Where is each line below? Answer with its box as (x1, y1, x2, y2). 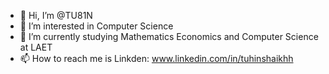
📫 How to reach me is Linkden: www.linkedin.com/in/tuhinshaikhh (19, 53, 294, 64)
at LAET (19, 41, 53, 53)
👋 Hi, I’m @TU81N (19, 10, 93, 21)
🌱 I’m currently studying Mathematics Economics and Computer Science (19, 31, 319, 42)
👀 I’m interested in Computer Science (19, 20, 174, 32)
